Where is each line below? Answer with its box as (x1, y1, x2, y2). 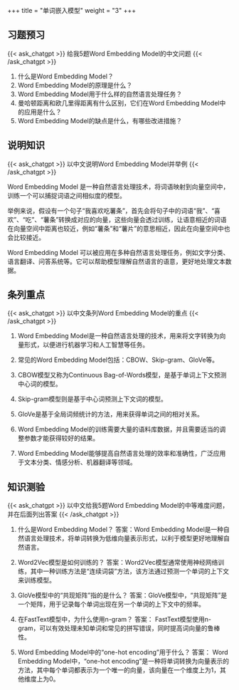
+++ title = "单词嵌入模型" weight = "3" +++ (7, 6, 137, 14)
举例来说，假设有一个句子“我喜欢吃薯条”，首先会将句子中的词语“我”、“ (7, 206, 215, 215)
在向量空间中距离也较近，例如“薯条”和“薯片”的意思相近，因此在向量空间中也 (7, 224, 230, 233)
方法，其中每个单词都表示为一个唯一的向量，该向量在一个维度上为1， (17, 666, 221, 674)
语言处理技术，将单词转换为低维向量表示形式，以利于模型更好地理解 (23, 534, 224, 543)
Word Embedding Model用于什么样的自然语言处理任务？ (17, 90, 183, 98)
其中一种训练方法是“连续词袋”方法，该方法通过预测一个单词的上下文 (30, 567, 230, 575)
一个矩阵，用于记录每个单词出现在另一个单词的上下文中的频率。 (17, 600, 205, 609)
